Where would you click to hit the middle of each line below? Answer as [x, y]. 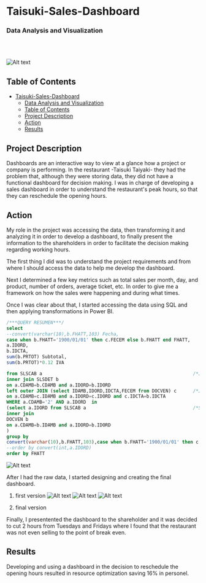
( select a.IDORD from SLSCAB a [46, 408]
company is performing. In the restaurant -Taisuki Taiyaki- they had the [96, 170]
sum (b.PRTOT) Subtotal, [37, 357]
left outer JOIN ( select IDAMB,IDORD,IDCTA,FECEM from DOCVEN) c [91, 391]
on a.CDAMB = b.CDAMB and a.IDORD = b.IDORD [59, 385]
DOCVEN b [17, 419]
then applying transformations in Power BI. [60, 311]
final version [31, 507]
